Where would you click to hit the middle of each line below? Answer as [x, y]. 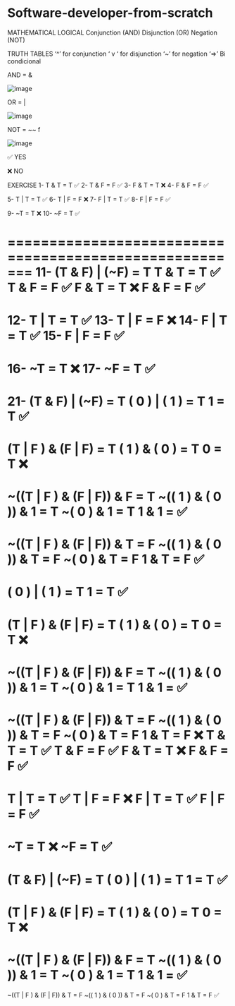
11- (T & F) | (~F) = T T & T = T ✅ [128, 272]
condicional [24, 61]
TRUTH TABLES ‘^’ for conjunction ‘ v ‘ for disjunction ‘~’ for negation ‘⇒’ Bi [116, 54]
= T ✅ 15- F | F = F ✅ [66, 336]
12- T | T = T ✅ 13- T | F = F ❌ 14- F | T [117, 321]
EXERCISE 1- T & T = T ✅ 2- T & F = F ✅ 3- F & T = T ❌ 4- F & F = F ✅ [108, 185]
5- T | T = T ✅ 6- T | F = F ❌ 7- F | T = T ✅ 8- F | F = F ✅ [89, 199]
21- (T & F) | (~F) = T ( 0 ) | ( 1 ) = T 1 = [116, 401]
